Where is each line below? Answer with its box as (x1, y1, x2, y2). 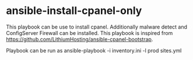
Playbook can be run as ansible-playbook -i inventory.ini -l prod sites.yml (6, 47, 182, 54)
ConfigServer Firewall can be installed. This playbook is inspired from (6, 29, 173, 36)
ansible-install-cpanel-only (6, 4, 142, 17)
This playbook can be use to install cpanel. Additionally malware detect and (6, 23, 188, 30)
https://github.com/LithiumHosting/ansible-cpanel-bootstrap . (6, 36, 153, 43)
